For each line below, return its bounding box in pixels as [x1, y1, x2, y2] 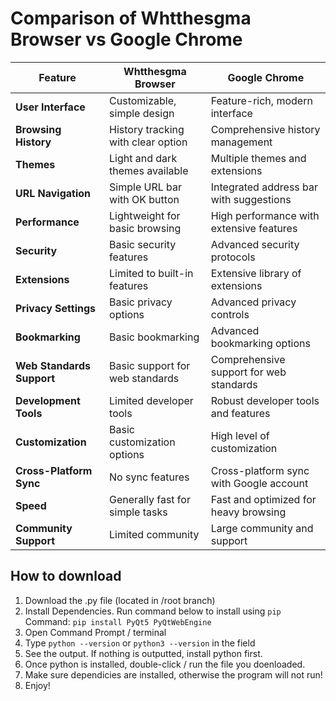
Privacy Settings [15, 301, 96, 315]
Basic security [109, 237, 177, 251]
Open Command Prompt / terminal [24, 626, 167, 638]
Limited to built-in [109, 266, 194, 280]
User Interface [15, 100, 86, 114]
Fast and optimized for [210, 492, 317, 506]
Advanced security [210, 237, 300, 251]
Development [15, 393, 81, 407]
